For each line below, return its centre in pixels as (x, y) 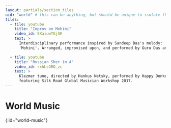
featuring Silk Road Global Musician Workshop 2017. (76, 81)
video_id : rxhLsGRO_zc (38, 67)
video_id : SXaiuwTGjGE (38, 34)
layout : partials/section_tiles (39, 10)
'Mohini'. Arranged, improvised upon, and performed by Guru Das (89, 48)
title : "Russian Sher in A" (44, 62)
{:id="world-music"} (26, 120)
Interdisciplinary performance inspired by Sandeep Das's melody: (91, 43)
